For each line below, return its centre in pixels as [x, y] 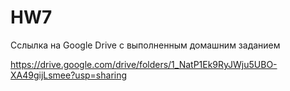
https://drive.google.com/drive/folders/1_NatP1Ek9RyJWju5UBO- [144, 64]
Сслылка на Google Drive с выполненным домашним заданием [145, 45]
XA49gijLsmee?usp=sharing [69, 75]
